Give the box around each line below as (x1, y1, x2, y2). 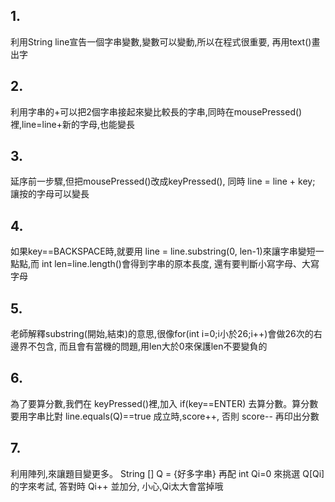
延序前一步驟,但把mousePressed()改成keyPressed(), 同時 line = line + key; (10, 175, 316, 188)
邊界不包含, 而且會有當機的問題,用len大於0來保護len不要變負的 (10, 340, 268, 353)
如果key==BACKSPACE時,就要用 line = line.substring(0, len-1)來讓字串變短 (10, 245, 316, 258)
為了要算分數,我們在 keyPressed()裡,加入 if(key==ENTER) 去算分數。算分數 (10, 397, 319, 409)
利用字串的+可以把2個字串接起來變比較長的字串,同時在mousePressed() (10, 105, 303, 118)
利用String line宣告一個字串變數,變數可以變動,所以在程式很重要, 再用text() (10, 35, 312, 48)
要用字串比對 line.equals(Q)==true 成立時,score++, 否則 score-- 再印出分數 (10, 410, 320, 422)
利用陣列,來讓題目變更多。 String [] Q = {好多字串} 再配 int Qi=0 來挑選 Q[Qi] (10, 467, 325, 479)
